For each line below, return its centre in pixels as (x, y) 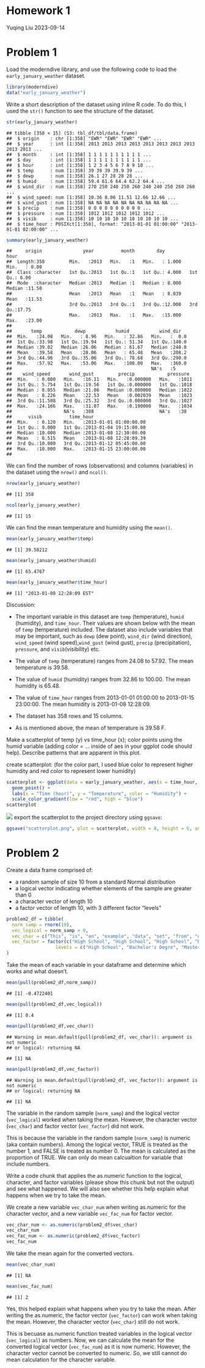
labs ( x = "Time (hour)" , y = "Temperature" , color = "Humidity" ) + (99, 793)
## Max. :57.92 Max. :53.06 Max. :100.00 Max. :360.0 (97, 364)
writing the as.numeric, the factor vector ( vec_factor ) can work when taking (102, 1315)
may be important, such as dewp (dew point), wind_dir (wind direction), (104, 636)
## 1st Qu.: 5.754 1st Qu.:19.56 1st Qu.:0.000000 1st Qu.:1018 (99, 385)
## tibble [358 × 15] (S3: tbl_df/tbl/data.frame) (72, 133)
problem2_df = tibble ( (35, 919)
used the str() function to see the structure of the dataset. (80, 111)
